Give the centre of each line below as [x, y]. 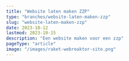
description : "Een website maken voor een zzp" [65, 38]
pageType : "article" [31, 44]
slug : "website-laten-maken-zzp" [47, 22]
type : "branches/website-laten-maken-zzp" [58, 17]
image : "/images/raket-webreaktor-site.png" [61, 49]
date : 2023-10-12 [27, 28]
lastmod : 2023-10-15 [31, 33]
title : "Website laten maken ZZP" [48, 11]
